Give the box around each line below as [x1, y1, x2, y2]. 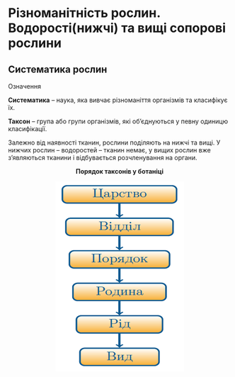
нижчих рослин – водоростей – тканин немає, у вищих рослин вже [8, 146, 211, 154]
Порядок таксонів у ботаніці [75, 167, 164, 175]
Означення [8, 82, 42, 90]
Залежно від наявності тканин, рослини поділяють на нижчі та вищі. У [8, 138, 221, 147]
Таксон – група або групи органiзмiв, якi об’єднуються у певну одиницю [8, 117, 229, 125]
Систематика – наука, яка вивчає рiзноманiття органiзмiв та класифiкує [8, 96, 228, 104]
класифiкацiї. [8, 125, 47, 133]
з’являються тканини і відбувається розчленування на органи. [8, 154, 197, 162]
